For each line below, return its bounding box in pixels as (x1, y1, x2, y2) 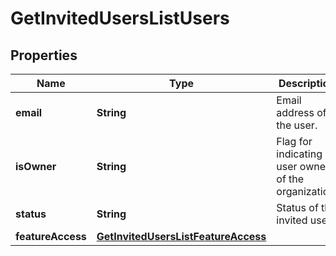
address (276, 106, 315, 119)
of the (276, 172, 305, 186)
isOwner (15, 160, 57, 173)
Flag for (276, 135, 313, 148)
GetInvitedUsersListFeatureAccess (96, 230, 267, 243)
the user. (276, 118, 318, 132)
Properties (10, 47, 78, 64)
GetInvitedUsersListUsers (10, 7, 230, 30)
